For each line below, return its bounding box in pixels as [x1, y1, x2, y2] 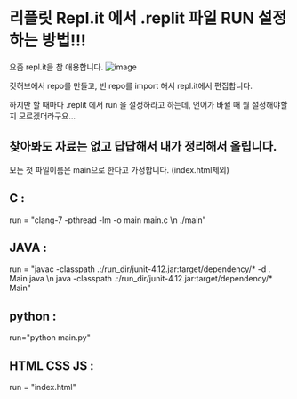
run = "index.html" [9, 382, 77, 392]
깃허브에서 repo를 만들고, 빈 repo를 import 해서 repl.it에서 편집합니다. [9, 80, 253, 91]
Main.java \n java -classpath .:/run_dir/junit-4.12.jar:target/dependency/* [9, 273, 273, 284]
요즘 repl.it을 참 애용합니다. [9, 61, 104, 72]
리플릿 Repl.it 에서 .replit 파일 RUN [9, 8, 255, 28]
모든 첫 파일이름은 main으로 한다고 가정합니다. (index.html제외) [9, 164, 229, 175]
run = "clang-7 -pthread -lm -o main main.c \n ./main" [9, 215, 206, 225]
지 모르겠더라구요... [9, 110, 76, 121]
